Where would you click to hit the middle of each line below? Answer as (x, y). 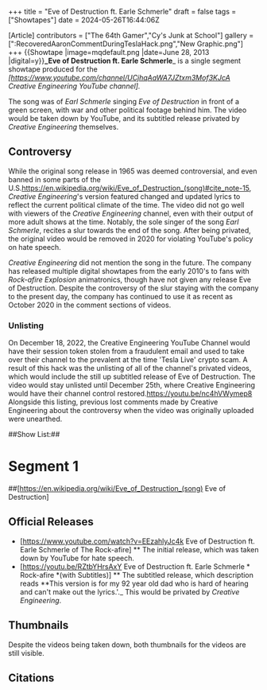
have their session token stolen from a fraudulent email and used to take (126, 351)
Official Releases (51, 522)
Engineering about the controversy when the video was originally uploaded (131, 411)
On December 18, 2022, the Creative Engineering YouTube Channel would (129, 343)
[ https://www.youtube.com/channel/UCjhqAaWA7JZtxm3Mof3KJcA (119, 78)
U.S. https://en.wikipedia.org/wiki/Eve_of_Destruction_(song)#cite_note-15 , (130, 188)
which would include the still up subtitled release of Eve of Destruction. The (132, 376)
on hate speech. (35, 247)
